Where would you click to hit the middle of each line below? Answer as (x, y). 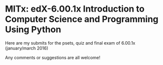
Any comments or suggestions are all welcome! (53, 57)
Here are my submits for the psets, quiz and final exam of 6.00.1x (70, 43)
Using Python (33, 30)
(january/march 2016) (27, 48)
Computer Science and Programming (82, 19)
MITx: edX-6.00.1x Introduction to (75, 9)
